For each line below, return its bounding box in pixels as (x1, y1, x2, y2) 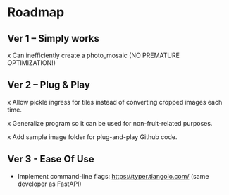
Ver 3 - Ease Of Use (7, 153, 95, 165)
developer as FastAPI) (17, 179, 82, 188)
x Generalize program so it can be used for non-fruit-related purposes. (7, 119, 213, 127)
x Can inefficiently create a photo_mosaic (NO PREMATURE (7, 51, 180, 59)
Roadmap (7, 4, 65, 20)
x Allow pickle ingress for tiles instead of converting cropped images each (7, 97, 223, 106)
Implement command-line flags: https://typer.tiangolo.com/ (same (17, 172, 209, 180)
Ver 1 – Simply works (7, 32, 100, 45)
